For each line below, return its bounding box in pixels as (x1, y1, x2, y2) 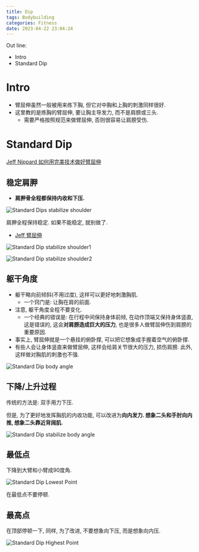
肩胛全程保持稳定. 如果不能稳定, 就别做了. (6, 219, 108, 226)
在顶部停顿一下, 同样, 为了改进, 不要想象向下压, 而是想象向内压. (6, 527, 161, 535)
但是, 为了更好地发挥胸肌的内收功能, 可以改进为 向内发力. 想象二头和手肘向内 (6, 411, 192, 418)
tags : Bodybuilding (6, 14, 55, 20)
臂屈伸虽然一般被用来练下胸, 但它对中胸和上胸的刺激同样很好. (14, 101, 166, 108)
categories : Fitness (6, 20, 58, 26)
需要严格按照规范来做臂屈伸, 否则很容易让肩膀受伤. (23, 116, 149, 123)
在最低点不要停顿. (6, 491, 50, 498)
